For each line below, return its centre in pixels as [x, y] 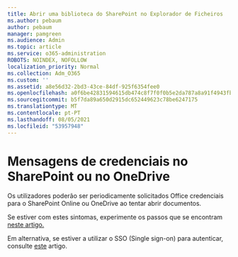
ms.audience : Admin [36, 40]
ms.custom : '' [28, 80]
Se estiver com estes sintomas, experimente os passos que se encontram [115, 217]
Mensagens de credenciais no [98, 161]
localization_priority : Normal [53, 67]
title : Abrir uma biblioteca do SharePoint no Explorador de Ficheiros [115, 14]
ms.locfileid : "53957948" [45, 126]
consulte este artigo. [37, 246]
